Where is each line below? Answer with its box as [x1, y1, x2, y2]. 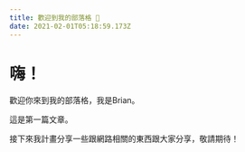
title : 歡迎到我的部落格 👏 [9, 13, 100, 23]
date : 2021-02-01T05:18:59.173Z [9, 22, 131, 31]
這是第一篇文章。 [9, 114, 73, 125]
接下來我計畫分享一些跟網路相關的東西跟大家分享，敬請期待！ [9, 133, 240, 145]
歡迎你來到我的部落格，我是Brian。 [9, 95, 140, 106]
